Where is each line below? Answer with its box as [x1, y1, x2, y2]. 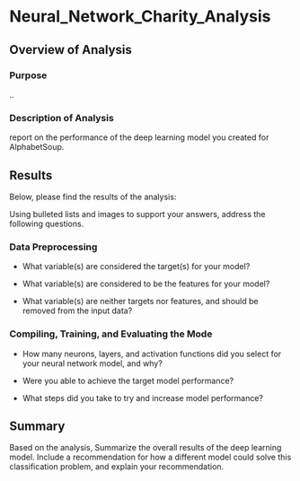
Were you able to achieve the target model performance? [22, 375, 234, 386]
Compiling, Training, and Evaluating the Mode [9, 328, 213, 340]
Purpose [9, 69, 48, 82]
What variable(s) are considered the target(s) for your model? [22, 261, 251, 272]
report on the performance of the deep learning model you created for [9, 132, 269, 143]
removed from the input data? [22, 305, 133, 316]
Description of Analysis [9, 111, 114, 124]
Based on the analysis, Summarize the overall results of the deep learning [9, 442, 282, 453]
